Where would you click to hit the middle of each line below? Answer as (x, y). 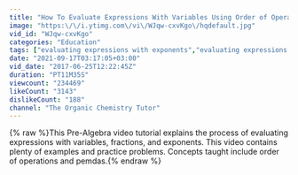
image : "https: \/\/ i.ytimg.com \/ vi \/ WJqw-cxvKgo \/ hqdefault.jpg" (132, 26)
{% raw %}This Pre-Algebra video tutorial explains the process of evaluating (149, 133)
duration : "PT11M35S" (49, 75)
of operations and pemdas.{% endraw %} (86, 161)
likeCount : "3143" (43, 91)
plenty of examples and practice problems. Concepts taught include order (144, 152)
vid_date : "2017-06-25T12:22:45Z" (73, 67)
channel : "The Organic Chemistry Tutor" (85, 108)
